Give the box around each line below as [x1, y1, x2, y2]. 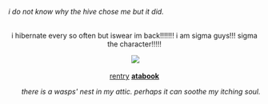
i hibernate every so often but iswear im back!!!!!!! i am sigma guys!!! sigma [11, 31, 258, 40]
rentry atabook [109, 71, 160, 81]
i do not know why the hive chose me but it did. [8, 7, 164, 16]
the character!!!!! [106, 39, 162, 49]
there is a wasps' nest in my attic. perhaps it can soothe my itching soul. [21, 87, 261, 96]
